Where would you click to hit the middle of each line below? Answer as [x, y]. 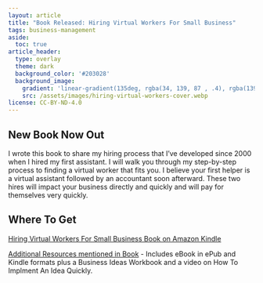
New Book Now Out [56, 134]
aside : [19, 37]
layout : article [34, 15]
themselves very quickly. [48, 195]
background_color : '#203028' [63, 74]
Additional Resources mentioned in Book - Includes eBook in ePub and [122, 254]
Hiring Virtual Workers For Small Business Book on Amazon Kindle [115, 238]
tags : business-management [52, 30]
